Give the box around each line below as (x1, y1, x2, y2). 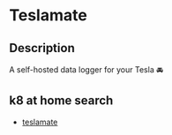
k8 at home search (9, 94, 114, 109)
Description (9, 41, 75, 56)
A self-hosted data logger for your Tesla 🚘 (9, 64, 164, 75)
